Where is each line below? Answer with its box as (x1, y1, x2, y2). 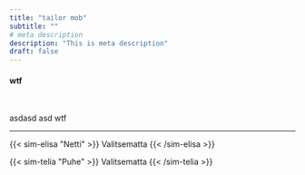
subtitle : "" (9, 22, 59, 31)
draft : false (9, 47, 59, 56)
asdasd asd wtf (9, 112, 67, 123)
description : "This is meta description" (9, 38, 169, 48)
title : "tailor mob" (9, 13, 88, 23)
